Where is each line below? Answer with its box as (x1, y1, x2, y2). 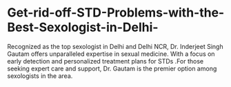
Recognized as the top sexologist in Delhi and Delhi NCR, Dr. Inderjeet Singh (7, 42, 223, 50)
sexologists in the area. (7, 71, 73, 80)
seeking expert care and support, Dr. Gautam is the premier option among (7, 64, 217, 72)
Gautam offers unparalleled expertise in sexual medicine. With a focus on (7, 50, 215, 58)
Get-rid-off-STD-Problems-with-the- (7, 5, 225, 21)
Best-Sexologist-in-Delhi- (7, 19, 159, 35)
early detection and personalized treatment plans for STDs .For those (7, 57, 204, 65)
